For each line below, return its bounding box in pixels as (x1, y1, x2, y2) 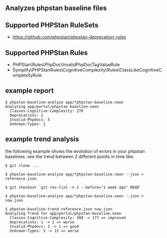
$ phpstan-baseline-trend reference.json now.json (5, 206, 113, 212)
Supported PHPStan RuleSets (5, 21, 99, 29)
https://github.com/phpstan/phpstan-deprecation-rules (12, 34, 126, 40)
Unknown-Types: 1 (9, 121, 46, 126)
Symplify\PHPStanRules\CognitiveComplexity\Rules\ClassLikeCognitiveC (12, 67, 162, 73)
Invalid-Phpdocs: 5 (9, 117, 50, 122)
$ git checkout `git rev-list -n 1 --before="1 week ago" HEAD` (5, 185, 142, 190)
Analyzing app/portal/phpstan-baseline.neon (5, 104, 99, 109)
